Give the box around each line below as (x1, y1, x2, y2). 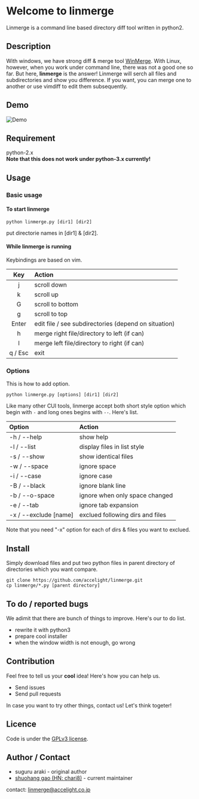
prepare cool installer (14, 633, 68, 640)
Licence (6, 719, 37, 730)
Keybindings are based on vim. (6, 256, 82, 264)
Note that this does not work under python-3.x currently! (6, 156, 151, 163)
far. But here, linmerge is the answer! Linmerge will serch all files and (6, 70, 177, 77)
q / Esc (9, 349, 29, 357)
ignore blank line (79, 482, 126, 490)
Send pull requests (14, 690, 62, 697)
